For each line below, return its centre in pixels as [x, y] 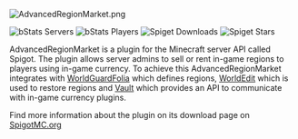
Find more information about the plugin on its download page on [129, 115]
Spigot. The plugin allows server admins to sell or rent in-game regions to [147, 59]
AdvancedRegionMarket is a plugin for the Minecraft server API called [140, 49]
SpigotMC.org [35, 124]
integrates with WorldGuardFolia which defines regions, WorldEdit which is [149, 78]
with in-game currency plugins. [68, 97]
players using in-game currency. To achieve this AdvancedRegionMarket [145, 69]
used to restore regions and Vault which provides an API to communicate [146, 88]
